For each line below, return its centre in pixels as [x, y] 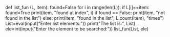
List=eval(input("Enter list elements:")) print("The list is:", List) [70, 23]
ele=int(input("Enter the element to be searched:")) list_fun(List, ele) [77, 29]
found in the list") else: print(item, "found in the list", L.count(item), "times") [84, 18]
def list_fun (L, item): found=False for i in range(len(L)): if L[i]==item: [77, 7]
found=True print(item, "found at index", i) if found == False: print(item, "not [85, 13]
